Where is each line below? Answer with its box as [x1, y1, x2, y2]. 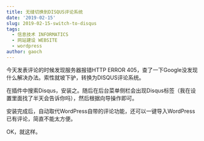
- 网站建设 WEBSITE [12, 37, 58, 43]
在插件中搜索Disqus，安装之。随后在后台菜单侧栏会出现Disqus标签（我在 [6, 87, 191, 94]
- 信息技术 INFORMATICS [12, 32, 69, 38]
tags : [6, 26, 20, 32]
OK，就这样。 [6, 128, 42, 135]
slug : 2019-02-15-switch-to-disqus [6, 20, 97, 26]
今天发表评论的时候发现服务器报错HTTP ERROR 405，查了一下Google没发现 [6, 66, 198, 73]
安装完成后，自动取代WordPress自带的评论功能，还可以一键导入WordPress [6, 107, 195, 115]
